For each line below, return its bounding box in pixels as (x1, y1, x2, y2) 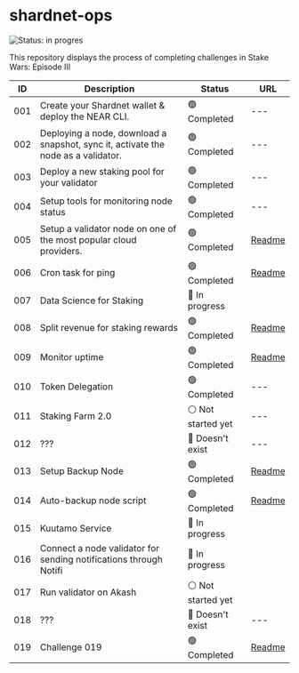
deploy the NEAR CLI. (39, 110, 130, 123)
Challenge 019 (39, 641, 102, 653)
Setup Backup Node (39, 465, 125, 477)
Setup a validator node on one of (39, 222, 177, 235)
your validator (39, 177, 98, 189)
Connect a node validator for (39, 541, 160, 554)
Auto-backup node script (39, 494, 147, 507)
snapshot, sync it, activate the (39, 138, 166, 150)
